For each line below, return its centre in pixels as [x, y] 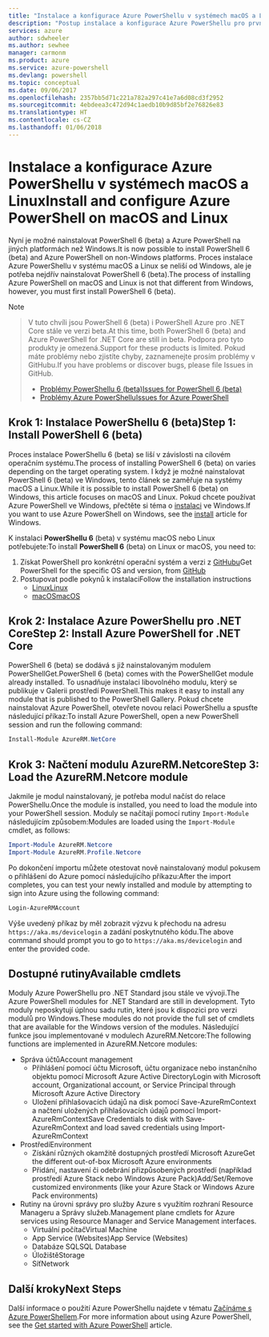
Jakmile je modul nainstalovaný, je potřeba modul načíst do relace [117, 796]
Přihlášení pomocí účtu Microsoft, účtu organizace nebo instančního [145, 1068]
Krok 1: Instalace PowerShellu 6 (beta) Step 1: [122, 422]
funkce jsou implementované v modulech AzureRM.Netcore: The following [130, 1036]
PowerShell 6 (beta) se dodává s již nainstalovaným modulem [110, 665]
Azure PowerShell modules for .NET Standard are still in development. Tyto [132, 1002]
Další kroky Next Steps [65, 1289]
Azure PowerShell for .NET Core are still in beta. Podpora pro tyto [136, 339]
